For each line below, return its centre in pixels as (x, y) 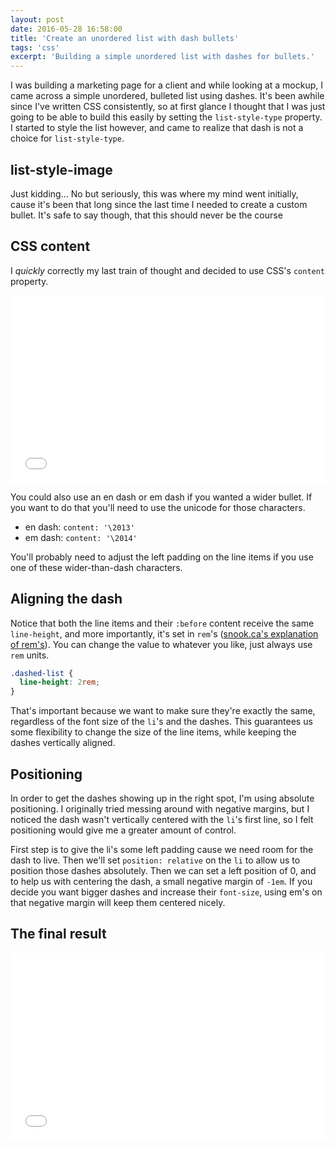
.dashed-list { (42, 673)
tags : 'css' (35, 47)
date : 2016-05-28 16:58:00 (66, 29)
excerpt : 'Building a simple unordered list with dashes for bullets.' (162, 57)
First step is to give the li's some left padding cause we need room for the (162, 849)
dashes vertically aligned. (63, 743)
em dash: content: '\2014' (81, 537)
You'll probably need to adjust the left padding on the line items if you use (162, 557)
